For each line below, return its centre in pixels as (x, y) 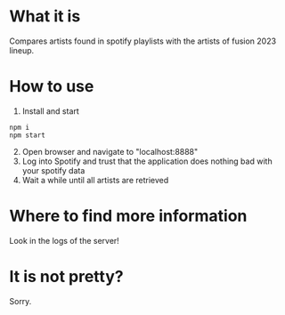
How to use (52, 87)
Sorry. (20, 301)
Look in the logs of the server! (65, 240)
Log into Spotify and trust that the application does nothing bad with (147, 161)
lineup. (22, 50)
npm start (28, 135)
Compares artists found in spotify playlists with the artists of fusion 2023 (143, 41)
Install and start (51, 111)
